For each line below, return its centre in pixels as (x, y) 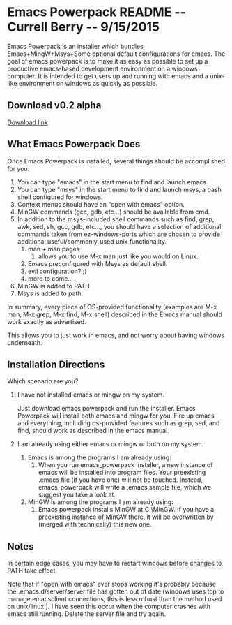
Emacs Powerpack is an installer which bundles (76, 46)
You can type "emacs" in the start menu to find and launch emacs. (113, 182)
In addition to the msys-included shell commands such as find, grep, (116, 219)
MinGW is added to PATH (54, 286)
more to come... (51, 278)
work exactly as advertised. (47, 321)
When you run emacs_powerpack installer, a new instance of (125, 465)
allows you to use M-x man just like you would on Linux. (118, 256)
